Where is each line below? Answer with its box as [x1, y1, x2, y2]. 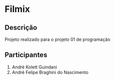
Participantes [4, 51, 48, 59]
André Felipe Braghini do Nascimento [11, 69, 89, 75]
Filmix [4, 3, 30, 15]
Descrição [4, 23, 37, 32]
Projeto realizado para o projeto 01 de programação [4, 36, 111, 42]
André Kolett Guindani [11, 64, 57, 70]
